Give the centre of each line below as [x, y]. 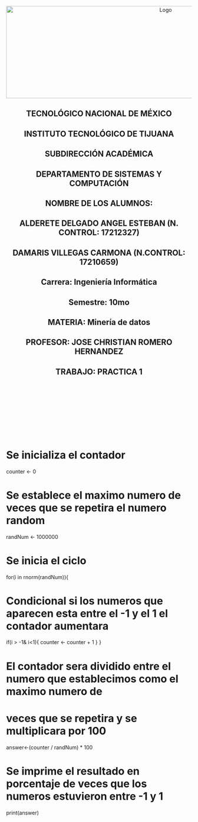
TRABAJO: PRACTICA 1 [99, 371]
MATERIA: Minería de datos [99, 322]
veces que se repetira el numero [86, 508]
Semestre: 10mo [99, 302]
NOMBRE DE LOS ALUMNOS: [99, 203]
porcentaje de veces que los [77, 784]
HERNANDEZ [99, 352]
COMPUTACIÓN [99, 183]
